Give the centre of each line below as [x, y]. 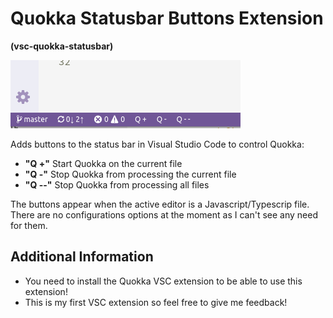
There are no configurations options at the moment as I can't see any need [164, 214]
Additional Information [82, 257]
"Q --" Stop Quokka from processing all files [117, 184]
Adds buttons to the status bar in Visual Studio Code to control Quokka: [157, 144]
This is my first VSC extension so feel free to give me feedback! [156, 302]
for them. [29, 225]
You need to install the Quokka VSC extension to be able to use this [163, 281]
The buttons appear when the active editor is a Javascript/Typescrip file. [160, 204]
